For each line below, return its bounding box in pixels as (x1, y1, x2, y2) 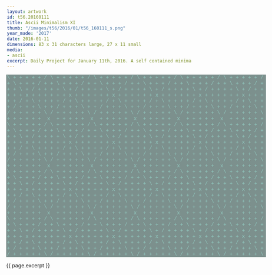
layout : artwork (6, 8, 47, 15)
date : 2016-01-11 (6, 36, 49, 42)
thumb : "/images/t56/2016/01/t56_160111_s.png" (6, 25, 126, 31)
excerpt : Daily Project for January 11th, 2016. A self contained (6, 58, 174, 64)
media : (6, 47, 23, 53)
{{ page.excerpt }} (6, 261, 51, 269)
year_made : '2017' (6, 31, 52, 37)
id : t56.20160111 (6, 14, 49, 20)
